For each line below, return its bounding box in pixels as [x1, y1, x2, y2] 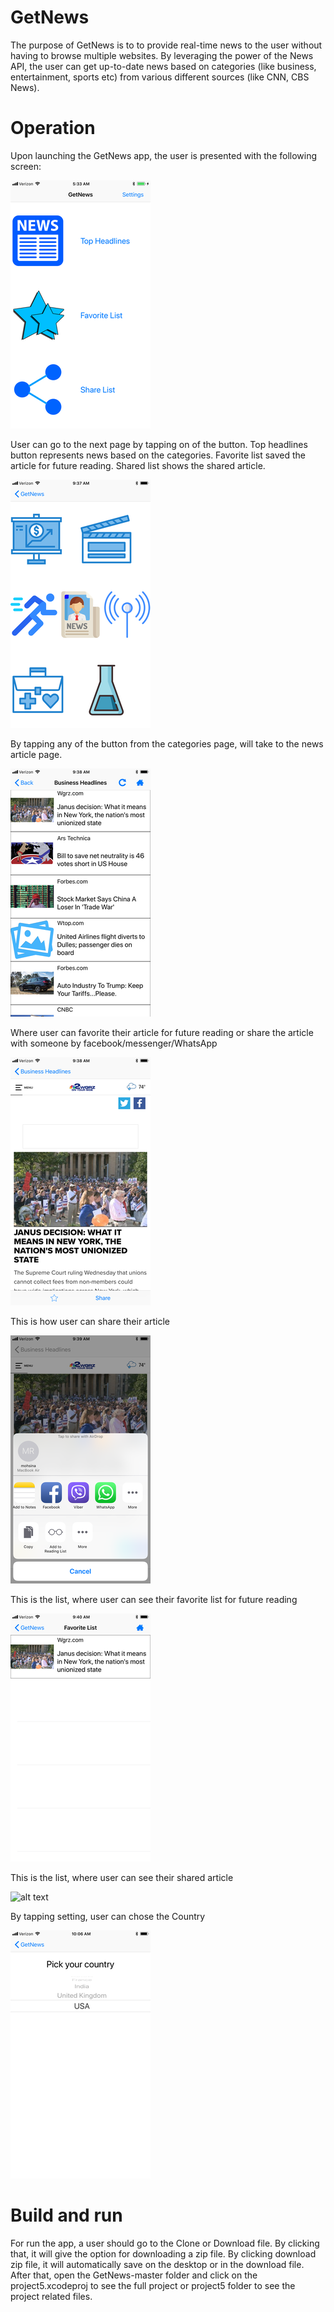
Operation [10, 117, 96, 140]
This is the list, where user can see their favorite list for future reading [10, 1593, 298, 1605]
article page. [10, 748, 63, 760]
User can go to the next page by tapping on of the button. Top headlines [10, 438, 308, 450]
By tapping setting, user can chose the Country [10, 1910, 206, 1922]
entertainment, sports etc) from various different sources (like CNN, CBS [10, 71, 310, 83]
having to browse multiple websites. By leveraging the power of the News [10, 49, 314, 61]
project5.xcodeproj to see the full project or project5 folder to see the [10, 2279, 296, 2291]
